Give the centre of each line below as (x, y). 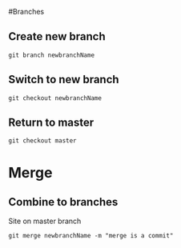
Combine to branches (63, 202)
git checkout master (43, 141)
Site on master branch (45, 221)
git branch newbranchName (51, 55)
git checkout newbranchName (55, 98)
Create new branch (57, 36)
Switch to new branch (64, 80)
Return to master (51, 123)
